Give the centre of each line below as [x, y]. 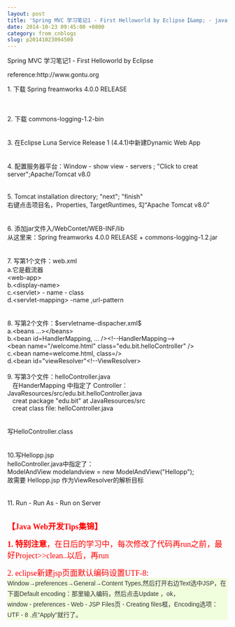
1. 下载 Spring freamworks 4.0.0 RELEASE [67, 89]
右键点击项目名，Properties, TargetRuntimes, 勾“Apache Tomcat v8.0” [108, 205]
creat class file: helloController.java [63, 408]
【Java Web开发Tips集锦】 [55, 527]
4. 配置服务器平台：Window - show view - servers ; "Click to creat [102, 166]
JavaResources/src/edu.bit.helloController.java [74, 393]
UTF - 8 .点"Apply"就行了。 [45, 615]
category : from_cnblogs [42, 33]
